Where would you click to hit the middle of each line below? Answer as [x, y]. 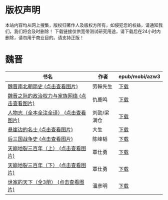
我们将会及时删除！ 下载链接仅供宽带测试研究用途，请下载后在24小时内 [87, 31]
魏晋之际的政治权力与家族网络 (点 [47, 95]
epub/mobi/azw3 [139, 76]
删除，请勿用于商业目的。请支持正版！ [44, 37]
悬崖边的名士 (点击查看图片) [40, 129]
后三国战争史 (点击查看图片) [40, 139]
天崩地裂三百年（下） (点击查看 [44, 165]
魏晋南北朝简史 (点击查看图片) [43, 86]
